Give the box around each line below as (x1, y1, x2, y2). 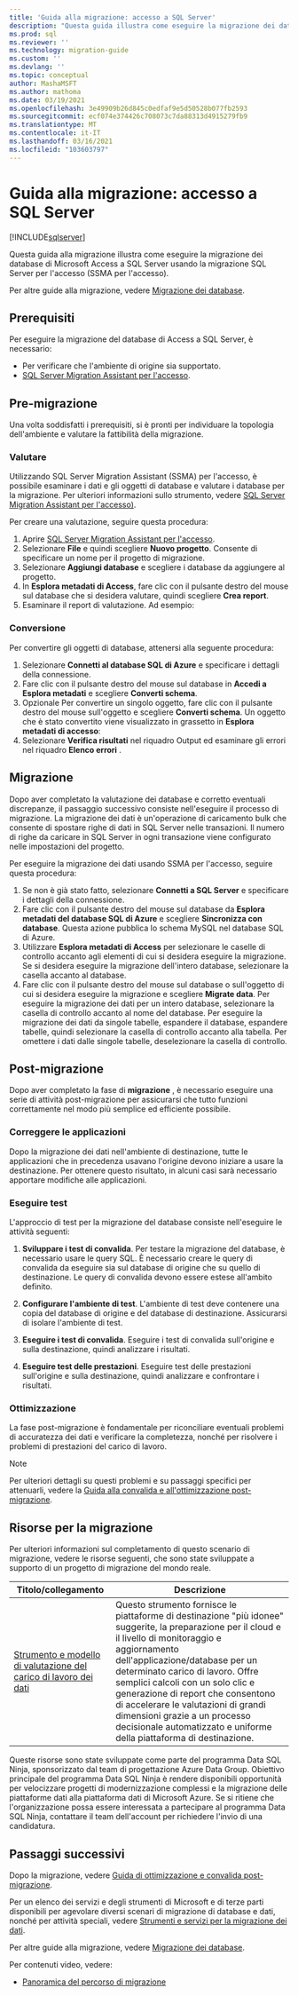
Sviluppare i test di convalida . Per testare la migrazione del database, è (21, 1244, 286, 1254)
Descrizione (174, 1584, 226, 1596)
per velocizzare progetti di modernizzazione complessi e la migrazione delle (9, 1783, 288, 1794)
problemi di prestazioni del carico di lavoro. (9, 1441, 167, 1452)
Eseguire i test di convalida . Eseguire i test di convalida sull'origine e (21, 1335, 275, 1345)
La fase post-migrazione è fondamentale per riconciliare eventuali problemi (9, 1422, 284, 1433)
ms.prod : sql (9, 29, 58, 38)
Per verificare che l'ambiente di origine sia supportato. (21, 360, 222, 371)
